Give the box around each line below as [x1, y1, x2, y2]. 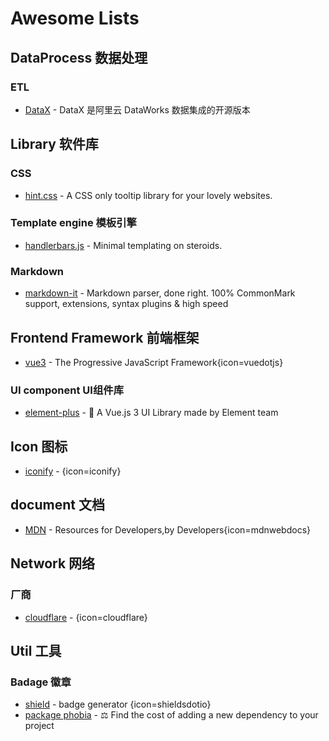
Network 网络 [10, 555, 96, 572]
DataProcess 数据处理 [10, 49, 148, 66]
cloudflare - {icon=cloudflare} [24, 611, 148, 623]
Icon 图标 [10, 438, 68, 455]
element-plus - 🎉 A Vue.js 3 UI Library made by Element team [24, 407, 279, 419]
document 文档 [10, 497, 105, 514]
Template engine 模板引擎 [10, 216, 137, 230]
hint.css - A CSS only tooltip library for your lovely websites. [24, 189, 273, 201]
